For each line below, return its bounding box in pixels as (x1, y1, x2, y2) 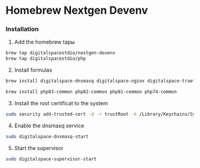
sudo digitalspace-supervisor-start (5, 156, 97, 162)
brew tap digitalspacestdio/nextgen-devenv (5, 50, 116, 56)
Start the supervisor (14, 144, 64, 151)
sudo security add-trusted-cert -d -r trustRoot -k (5, 111, 137, 117)
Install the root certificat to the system (14, 99, 108, 106)
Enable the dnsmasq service (14, 122, 85, 129)
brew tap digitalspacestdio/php (5, 56, 86, 62)
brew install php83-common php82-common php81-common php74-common (5, 89, 177, 95)
